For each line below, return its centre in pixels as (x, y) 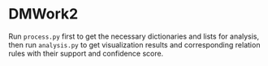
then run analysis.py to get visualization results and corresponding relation (134, 44)
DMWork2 (43, 14)
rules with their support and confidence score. (86, 53)
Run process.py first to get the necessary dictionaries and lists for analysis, (134, 36)
